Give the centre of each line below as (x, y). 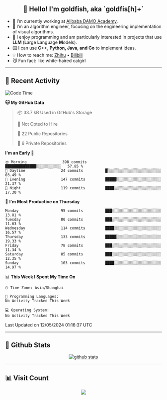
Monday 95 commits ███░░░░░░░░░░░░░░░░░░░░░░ (83, 211)
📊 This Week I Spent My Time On (40, 277)
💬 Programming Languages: (32, 296)
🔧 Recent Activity (33, 81)
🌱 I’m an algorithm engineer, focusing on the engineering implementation (87, 26)
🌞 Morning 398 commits (46, 162)
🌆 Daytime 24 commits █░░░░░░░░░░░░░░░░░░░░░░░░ (83, 170)
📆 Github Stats (28, 345)
